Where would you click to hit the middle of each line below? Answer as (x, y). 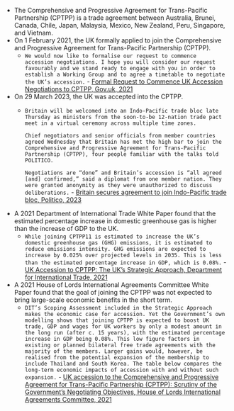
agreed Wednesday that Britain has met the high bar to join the (123, 142)
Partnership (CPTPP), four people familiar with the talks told (122, 154)
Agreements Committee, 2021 (68, 399)
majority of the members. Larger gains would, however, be (114, 351)
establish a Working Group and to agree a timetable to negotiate (125, 74)
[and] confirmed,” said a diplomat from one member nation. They (123, 179)
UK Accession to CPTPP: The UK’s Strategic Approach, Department (123, 270)
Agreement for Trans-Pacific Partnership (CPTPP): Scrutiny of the (121, 384)
